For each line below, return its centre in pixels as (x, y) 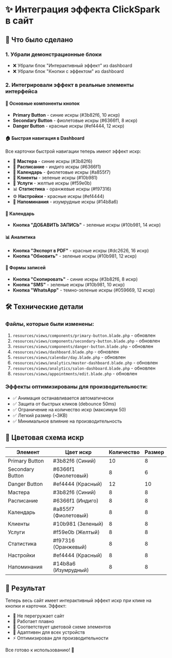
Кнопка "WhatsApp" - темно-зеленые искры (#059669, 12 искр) (84, 290)
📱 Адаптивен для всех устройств (49, 632)
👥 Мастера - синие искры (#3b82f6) (52, 161)
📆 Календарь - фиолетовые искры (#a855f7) (62, 172)
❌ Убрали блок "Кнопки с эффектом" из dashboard (68, 71)
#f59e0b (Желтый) (76, 532)
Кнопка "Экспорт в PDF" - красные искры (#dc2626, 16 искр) (81, 250)
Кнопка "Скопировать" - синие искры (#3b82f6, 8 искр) (75, 279)
